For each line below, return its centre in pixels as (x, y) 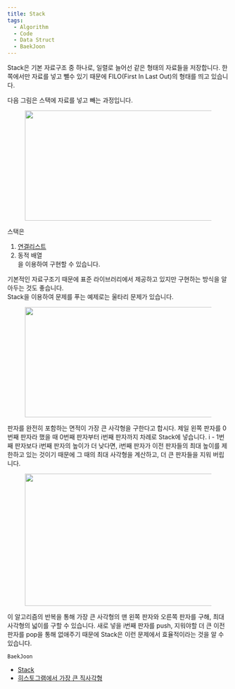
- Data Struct (34, 40)
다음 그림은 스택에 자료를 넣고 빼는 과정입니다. (70, 100)
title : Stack (26, 14)
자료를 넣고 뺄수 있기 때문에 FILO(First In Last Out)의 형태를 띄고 (120, 76)
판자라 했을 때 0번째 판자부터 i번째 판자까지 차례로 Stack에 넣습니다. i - (118, 437)
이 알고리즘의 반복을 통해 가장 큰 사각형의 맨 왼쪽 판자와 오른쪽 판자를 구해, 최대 (116, 617)
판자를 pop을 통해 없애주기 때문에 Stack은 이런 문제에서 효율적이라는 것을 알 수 (116, 634)
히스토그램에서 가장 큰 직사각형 (60, 678)
